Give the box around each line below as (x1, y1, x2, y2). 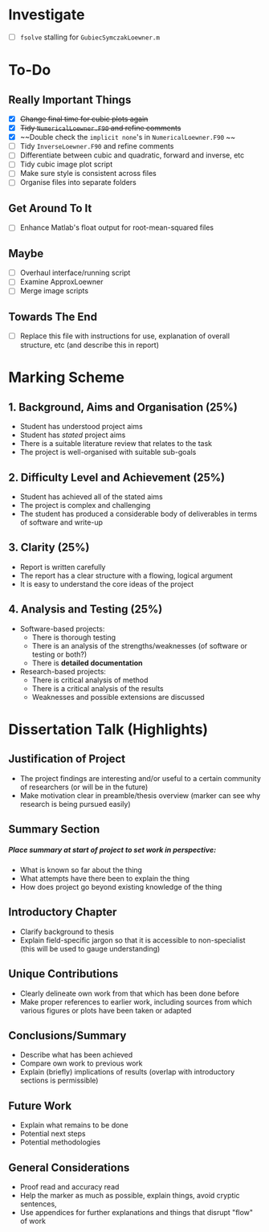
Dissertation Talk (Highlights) (8, 720, 209, 739)
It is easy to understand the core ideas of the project (19, 579, 194, 588)
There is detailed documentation (31, 657, 143, 668)
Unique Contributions (8, 967, 119, 981)
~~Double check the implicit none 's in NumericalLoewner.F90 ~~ (19, 133, 236, 142)
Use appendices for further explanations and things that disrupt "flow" (19, 1208, 254, 1218)
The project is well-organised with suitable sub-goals (19, 448, 197, 457)
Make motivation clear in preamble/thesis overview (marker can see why (19, 790, 261, 800)
